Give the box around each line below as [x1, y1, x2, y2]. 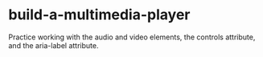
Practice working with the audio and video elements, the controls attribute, [8, 32, 256, 42]
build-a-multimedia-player [8, 6, 191, 24]
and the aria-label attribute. [8, 40, 99, 50]
